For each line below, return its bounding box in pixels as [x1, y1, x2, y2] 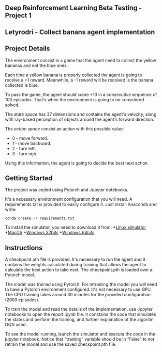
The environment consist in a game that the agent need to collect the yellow [5, 57, 156, 63]
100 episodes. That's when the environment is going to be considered [5, 96, 144, 102]
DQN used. [5, 322, 27, 328]
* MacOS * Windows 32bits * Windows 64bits [5, 230, 95, 236]
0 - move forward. [12, 135, 48, 141]
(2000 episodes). [5, 297, 40, 303]
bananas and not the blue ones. [5, 63, 68, 68]
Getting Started [5, 174, 53, 182]
